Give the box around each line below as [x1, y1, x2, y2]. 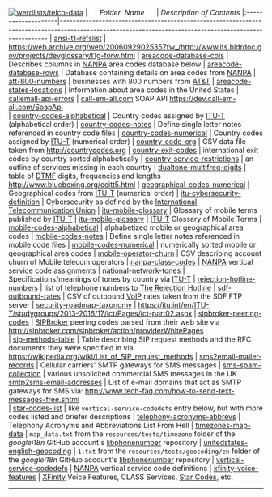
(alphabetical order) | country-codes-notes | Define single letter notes [8, 120, 242, 129]
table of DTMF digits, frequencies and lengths [8, 171, 162, 181]
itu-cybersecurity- [181, 189, 241, 198]
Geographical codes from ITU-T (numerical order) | [8, 189, 180, 198]
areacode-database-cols [141, 51, 225, 60]
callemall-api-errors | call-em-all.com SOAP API [8, 94, 168, 103]
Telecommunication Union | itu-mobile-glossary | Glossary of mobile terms [8, 206, 257, 215]
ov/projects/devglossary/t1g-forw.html [8, 51, 136, 60]
